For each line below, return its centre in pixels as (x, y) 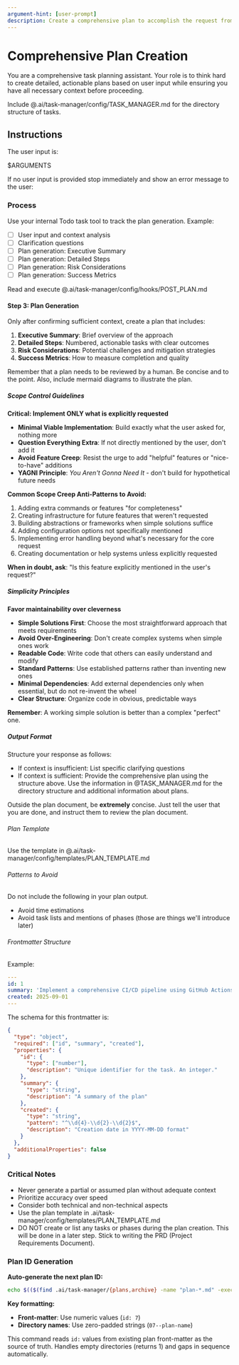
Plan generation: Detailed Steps (64, 259)
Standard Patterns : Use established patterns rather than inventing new (122, 669)
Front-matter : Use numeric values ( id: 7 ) (79, 1317)
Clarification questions (51, 242)
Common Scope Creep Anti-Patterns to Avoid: (77, 494)
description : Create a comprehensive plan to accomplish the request (113, 21)
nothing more (37, 435)
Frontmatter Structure (39, 942)
